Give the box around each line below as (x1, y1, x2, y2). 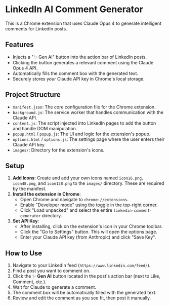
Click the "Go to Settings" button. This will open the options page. (20, 229, 158, 235)
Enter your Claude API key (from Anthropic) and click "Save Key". (20, 234, 156, 240)
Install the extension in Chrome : (12, 191, 81, 197)
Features (5, 41, 34, 49)
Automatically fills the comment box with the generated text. (12, 70, 138, 76)
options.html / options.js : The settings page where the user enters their (12, 136, 165, 142)
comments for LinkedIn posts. (5, 25, 67, 31)
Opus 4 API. (12, 65, 38, 71)
